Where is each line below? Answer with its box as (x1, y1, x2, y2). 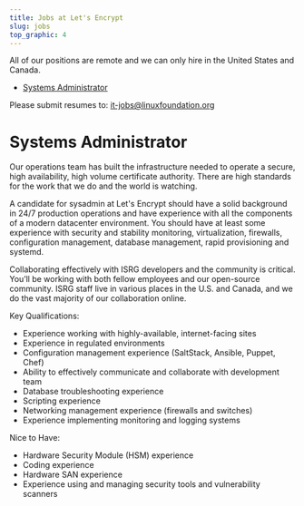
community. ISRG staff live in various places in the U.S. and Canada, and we (9, 283, 293, 295)
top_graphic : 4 (9, 30, 67, 39)
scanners (22, 489, 58, 500)
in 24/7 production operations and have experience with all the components (9, 208, 293, 219)
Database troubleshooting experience (22, 386, 164, 397)
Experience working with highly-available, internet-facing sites (22, 328, 257, 339)
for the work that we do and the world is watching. (9, 180, 198, 191)
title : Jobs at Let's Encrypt (9, 13, 124, 23)
